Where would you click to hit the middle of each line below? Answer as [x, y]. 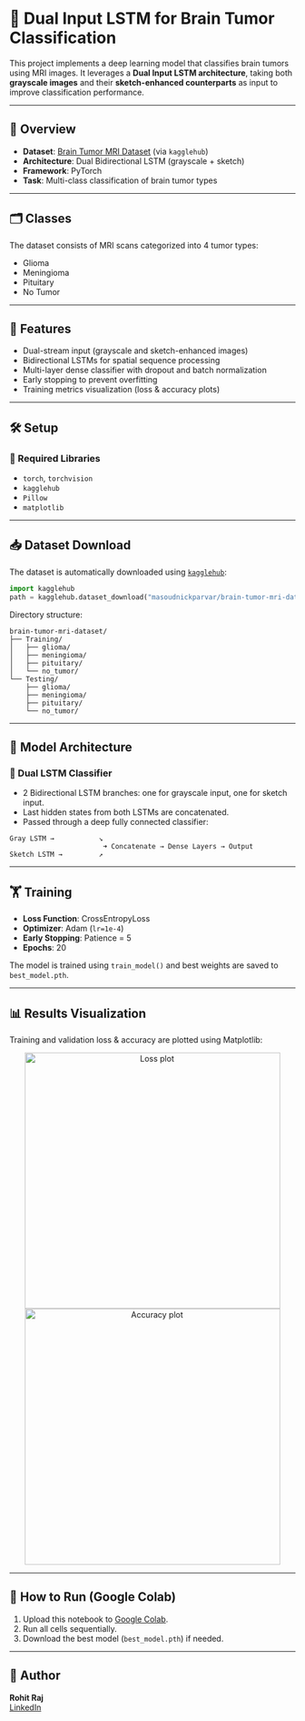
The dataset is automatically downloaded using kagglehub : [118, 572]
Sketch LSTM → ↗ [56, 855]
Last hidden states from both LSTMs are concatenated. [126, 812]
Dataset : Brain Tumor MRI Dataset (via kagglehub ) [115, 151]
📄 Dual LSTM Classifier [61, 773]
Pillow [35, 499]
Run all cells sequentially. [69, 1628]
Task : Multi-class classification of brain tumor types [120, 180]
